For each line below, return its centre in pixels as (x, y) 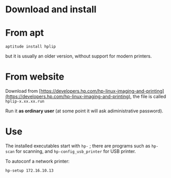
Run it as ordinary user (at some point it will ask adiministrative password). (84, 111)
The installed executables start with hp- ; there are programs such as (78, 146)
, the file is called (148, 96)
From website (35, 77)
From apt (25, 33)
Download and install (51, 9)
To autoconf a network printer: (38, 161)
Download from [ (23, 91)
